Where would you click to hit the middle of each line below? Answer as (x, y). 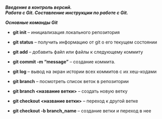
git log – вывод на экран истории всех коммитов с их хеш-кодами (85, 71)
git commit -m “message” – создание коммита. (64, 62)
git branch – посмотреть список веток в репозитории (71, 81)
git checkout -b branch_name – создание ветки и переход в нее (82, 111)
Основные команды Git (31, 23)
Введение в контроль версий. (39, 7)
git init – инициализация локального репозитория (66, 32)
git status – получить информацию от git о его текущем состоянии (85, 42)
